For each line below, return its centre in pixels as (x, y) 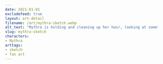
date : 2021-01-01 (23, 9)
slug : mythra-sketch (26, 32)
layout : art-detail (25, 18)
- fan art (15, 54)
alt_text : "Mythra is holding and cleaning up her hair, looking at (76, 27)
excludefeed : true (24, 14)
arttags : (14, 45)
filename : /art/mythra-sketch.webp (41, 23)
